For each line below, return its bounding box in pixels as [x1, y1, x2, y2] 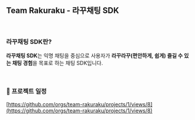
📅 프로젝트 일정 [6, 87, 47, 96]
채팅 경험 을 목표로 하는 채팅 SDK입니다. [12, 60, 103, 67]
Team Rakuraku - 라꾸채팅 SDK [6, 5, 120, 16]
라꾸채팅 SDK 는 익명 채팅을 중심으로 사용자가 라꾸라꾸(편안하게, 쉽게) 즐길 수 [6, 52, 183, 59]
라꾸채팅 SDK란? [6, 37, 52, 46]
